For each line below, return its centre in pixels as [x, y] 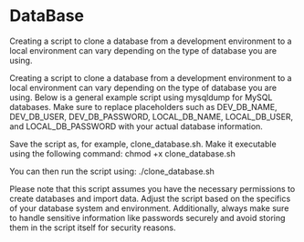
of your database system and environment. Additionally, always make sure [149, 208]
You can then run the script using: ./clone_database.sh [112, 171]
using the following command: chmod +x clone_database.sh [122, 153]
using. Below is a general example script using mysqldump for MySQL [141, 97]
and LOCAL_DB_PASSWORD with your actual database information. [136, 126]
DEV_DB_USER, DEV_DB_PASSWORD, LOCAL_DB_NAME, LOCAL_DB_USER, [152, 116]
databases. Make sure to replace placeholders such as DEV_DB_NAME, [143, 106]
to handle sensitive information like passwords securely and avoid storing [147, 217]
